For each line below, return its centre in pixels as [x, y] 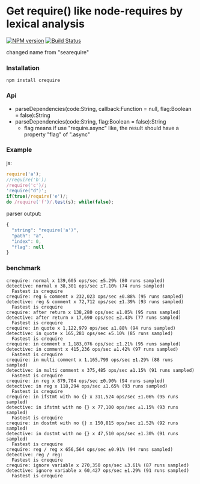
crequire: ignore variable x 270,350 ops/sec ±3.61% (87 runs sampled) [98, 465]
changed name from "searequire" [48, 52]
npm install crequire [33, 80]
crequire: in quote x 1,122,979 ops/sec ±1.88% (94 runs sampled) [91, 328]
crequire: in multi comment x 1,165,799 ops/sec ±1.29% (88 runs [89, 360]
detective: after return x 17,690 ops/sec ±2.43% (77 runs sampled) [94, 318]
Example [19, 150]
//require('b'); [26, 180]
